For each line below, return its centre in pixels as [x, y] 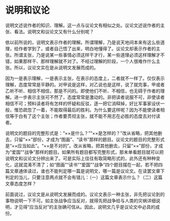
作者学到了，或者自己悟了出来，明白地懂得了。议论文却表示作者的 [87, 48]
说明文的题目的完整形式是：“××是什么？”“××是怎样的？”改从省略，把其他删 [84, 133]
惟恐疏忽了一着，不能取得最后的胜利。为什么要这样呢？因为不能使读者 [87, 109]
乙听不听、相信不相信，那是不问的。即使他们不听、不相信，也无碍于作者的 [83, 91]
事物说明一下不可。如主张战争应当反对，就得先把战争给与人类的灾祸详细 [80, 200]
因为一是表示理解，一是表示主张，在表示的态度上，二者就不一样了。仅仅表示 [85, 78]
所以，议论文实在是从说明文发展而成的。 [56, 67]
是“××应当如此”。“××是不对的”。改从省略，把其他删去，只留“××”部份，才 [82, 146]
